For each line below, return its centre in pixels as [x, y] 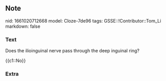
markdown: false [23, 26]
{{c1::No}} [16, 60]
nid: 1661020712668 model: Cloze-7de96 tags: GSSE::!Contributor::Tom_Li [83, 21]
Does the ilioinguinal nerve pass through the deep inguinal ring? [72, 51]
